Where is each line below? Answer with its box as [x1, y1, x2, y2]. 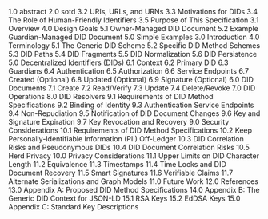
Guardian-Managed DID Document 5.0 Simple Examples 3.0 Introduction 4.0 [8, 32, 260, 42]
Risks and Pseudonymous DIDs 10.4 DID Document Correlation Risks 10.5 [8, 143, 250, 152]
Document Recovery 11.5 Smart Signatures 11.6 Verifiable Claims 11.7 [8, 168, 234, 177]
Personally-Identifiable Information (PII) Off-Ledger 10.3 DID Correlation [8, 134, 244, 143]
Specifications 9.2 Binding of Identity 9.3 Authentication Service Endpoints [8, 100, 254, 109]
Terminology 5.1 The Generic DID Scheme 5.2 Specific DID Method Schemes [8, 41, 261, 50]
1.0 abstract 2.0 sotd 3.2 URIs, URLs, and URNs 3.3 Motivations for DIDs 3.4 [8, 7, 258, 16]
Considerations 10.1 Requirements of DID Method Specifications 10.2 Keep [8, 125, 253, 135]
